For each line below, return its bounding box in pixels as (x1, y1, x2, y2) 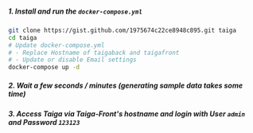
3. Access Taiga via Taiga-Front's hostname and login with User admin (8, 109, 246, 119)
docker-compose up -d (8, 64, 80, 72)
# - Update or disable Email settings (8, 56, 137, 64)
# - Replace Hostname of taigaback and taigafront (8, 49, 180, 57)
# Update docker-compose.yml (8, 41, 105, 49)
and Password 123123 (8, 118, 80, 127)
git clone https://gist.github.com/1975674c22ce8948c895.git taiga (8, 26, 237, 34)
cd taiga (8, 33, 37, 41)
